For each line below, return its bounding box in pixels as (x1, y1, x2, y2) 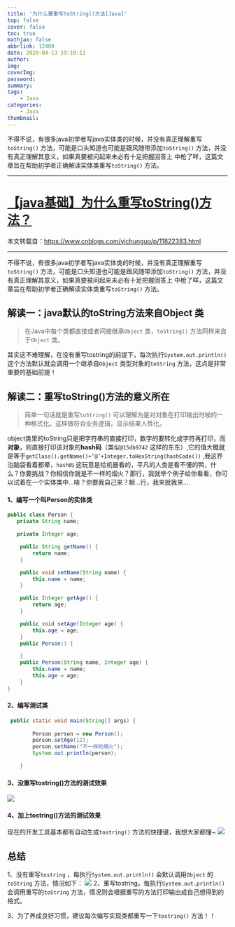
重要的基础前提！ (7, 368, 57, 377)
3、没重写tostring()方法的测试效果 (7, 778, 107, 787)
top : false (7, 17, 39, 24)
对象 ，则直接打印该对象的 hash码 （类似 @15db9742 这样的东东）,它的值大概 (7, 443, 219, 452)
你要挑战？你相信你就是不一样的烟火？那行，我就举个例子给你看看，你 (19, 469, 222, 478)
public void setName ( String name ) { (20, 569, 127, 576)
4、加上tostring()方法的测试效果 (7, 811, 101, 819)
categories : (7, 102, 42, 109)
